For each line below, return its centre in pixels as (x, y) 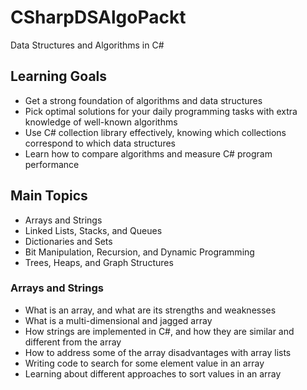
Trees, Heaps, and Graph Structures (99, 262)
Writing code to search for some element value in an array (144, 363)
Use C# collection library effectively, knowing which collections (155, 132)
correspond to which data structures (100, 143)
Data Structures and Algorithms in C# (87, 45)
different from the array (73, 342)
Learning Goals (59, 76)
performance (52, 164)
